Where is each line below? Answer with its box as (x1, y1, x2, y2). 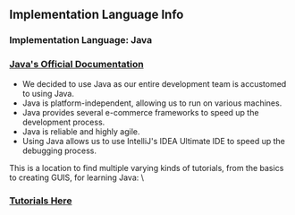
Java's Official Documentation (9, 58, 145, 71)
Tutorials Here (9, 194, 72, 207)
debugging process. (21, 145, 97, 156)
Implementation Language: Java (9, 34, 153, 47)
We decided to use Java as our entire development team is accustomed (21, 78, 287, 89)
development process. (21, 116, 105, 127)
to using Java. (21, 88, 74, 99)
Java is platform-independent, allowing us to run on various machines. (21, 98, 282, 108)
